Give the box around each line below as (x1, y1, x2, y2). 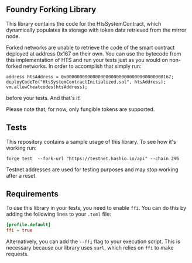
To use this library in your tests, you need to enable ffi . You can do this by (6, 205, 187, 212)
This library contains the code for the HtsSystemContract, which (6, 20, 162, 27)
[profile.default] (6, 222, 51, 228)
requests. (6, 251, 29, 258)
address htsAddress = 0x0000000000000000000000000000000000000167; (6, 74, 174, 79)
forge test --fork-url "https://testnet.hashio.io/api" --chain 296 (6, 155, 180, 161)
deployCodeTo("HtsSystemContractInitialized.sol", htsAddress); (6, 79, 166, 85)
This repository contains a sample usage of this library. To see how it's (6, 138, 177, 145)
